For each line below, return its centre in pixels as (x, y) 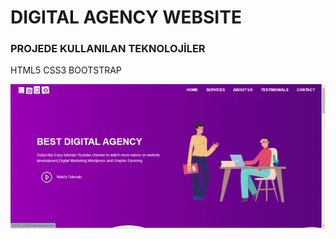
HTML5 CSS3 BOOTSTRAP (66, 70)
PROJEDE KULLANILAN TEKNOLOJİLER (108, 49)
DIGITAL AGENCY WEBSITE (126, 17)
